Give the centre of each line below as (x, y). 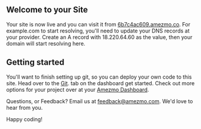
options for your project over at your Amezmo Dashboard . (78, 89)
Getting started (35, 62)
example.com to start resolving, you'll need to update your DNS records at (98, 31)
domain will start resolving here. (46, 43)
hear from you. (25, 107)
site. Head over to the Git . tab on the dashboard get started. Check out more (100, 83)
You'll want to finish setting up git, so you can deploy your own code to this (99, 77)
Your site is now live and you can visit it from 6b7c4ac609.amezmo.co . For (98, 24)
